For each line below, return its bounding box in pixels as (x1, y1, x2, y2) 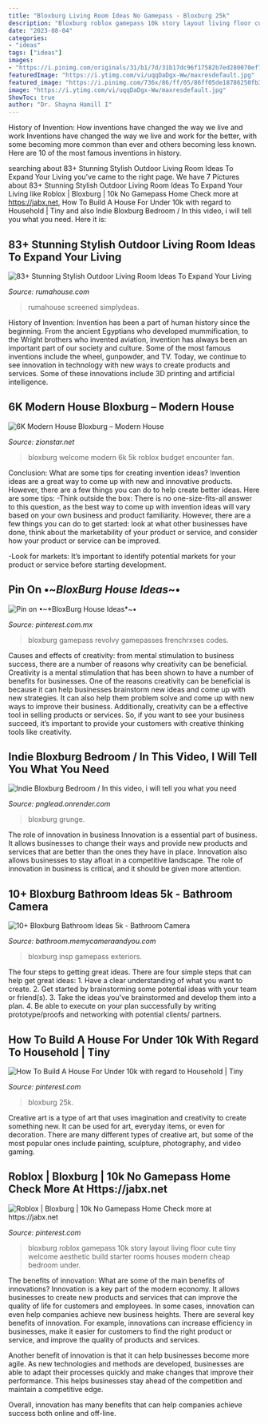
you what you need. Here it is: (8, 215, 107, 224)
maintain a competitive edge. (8, 1384, 104, 1394)
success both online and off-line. (8, 1408, 117, 1418)
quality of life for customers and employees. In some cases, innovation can (8, 1301, 255, 1311)
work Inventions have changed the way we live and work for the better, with (8, 131, 258, 141)
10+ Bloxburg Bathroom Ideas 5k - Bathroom (8, 887, 233, 901)
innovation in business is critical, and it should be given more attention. (8, 864, 242, 874)
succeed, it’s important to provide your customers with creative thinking (8, 718, 245, 728)
